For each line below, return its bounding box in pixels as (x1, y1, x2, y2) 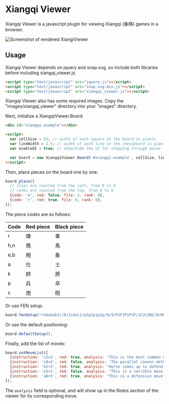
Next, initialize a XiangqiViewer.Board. (5, 113, 84, 119)
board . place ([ (5, 179, 35, 184)
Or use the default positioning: (5, 321, 68, 327)
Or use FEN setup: (5, 303, 43, 309)
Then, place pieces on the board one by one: (5, 169, 99, 175)
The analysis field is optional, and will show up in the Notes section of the (5, 387, 159, 393)
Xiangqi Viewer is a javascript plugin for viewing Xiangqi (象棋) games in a (5, 21, 158, 27)
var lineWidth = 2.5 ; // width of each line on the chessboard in (10, 141, 152, 146)
